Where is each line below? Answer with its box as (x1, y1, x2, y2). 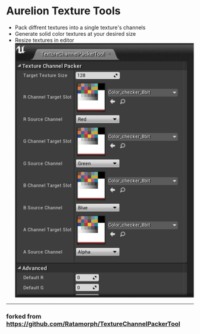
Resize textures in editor (14, 36, 74, 43)
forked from (6, 313, 42, 321)
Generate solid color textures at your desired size (14, 30, 136, 37)
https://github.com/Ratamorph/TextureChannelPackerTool (6, 320, 180, 328)
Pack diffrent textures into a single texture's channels (14, 24, 146, 31)
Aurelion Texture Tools (6, 4, 121, 18)
